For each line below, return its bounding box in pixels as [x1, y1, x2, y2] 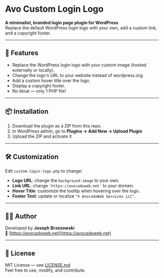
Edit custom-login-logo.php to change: [5, 168, 83, 174]
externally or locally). [12, 67, 55, 73]
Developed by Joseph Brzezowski [5, 225, 75, 231]
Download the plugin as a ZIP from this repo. [12, 123, 102, 128]
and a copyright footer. [5, 30, 51, 36]
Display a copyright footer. [12, 82, 66, 89]
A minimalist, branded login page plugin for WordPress [5, 20, 119, 25]
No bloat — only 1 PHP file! [12, 88, 66, 94]
